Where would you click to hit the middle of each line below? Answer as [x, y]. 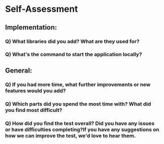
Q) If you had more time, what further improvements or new [78, 84]
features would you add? [36, 91]
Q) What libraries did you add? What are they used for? [72, 41]
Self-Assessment [41, 9]
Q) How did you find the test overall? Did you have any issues [80, 123]
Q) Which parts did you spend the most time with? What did [78, 104]
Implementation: [31, 27]
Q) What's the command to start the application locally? [74, 54]
